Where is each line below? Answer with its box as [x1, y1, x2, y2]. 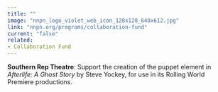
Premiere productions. [7, 78, 73, 86]
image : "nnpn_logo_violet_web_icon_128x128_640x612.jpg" [7, 17, 180, 24]
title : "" [7, 10, 37, 18]
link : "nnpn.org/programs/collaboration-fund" [7, 23, 148, 30]
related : [7, 37, 33, 44]
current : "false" [7, 30, 59, 38]
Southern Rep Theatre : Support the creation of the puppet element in [7, 63, 212, 71]
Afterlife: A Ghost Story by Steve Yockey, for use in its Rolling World [7, 70, 205, 79]
